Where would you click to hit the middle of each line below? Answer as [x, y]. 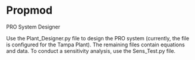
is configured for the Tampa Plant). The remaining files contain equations [96, 45]
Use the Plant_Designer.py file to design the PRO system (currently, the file [98, 38]
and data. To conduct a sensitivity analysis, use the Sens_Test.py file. [91, 50]
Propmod [29, 10]
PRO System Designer [33, 27]
